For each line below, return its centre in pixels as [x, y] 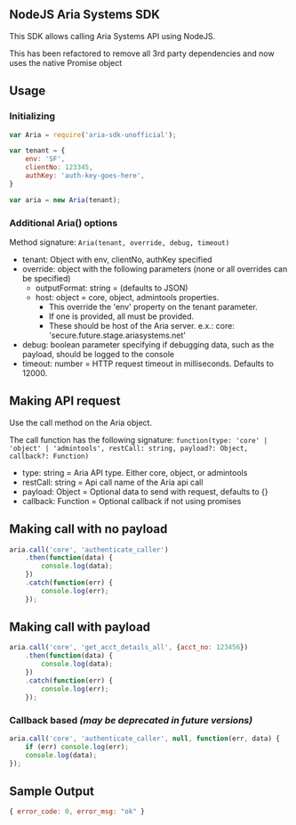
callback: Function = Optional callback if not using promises [132, 501]
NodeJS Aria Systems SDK [84, 15]
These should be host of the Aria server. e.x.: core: [142, 325]
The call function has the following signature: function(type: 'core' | [139, 439]
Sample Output [52, 791]
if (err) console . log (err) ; [77, 747]
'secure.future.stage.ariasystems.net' [117, 335]
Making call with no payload [88, 529]
